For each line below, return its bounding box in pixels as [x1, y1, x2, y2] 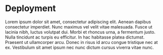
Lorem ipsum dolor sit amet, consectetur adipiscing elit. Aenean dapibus [5, 19, 151, 25]
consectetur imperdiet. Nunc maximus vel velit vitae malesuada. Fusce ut [5, 24, 153, 29]
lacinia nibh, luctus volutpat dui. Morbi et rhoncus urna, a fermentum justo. [5, 29, 156, 35]
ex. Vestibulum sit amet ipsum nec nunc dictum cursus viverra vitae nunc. [5, 44, 154, 50]
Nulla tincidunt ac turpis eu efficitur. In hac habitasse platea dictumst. [5, 34, 145, 40]
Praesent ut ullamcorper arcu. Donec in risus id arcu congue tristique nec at [5, 39, 158, 45]
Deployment [5, 3, 56, 14]
